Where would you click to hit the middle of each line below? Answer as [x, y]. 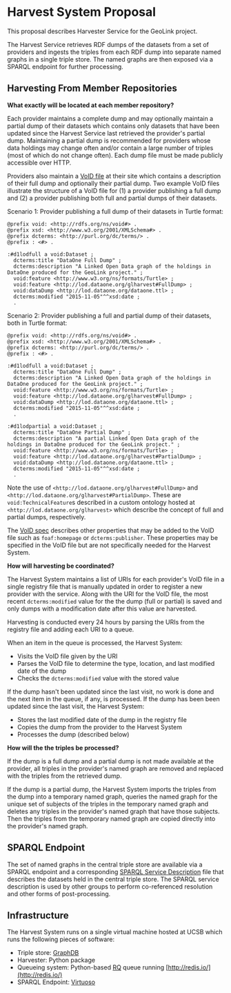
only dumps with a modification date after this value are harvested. [102, 609]
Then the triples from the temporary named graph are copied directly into [111, 818]
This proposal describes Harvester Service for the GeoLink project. [102, 31]
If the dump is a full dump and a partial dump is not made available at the [111, 761]
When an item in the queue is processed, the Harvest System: [95, 642]
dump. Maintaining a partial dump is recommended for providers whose [109, 140]
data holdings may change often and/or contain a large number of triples [110, 148]
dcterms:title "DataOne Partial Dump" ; [72, 432]
